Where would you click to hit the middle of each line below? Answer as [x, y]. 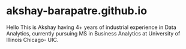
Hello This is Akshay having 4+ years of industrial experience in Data [91, 27]
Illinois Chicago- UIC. [32, 40]
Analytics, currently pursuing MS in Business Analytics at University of [93, 33]
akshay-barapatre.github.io [77, 11]
